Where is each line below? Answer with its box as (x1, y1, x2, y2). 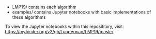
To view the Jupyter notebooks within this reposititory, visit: (5, 24, 124, 29)
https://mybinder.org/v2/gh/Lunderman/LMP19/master (5, 29, 114, 34)
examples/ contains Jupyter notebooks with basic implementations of (12, 9, 151, 15)
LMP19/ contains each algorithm (12, 4, 77, 10)
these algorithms (12, 14, 46, 20)
